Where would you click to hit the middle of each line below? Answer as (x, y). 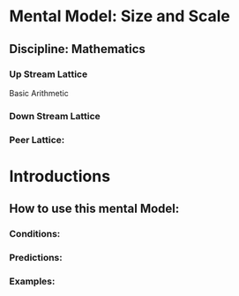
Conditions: (35, 234)
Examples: (32, 282)
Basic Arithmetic (39, 93)
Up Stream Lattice (49, 74)
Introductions (60, 176)
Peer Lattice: (37, 140)
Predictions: (36, 258)
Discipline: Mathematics (77, 49)
